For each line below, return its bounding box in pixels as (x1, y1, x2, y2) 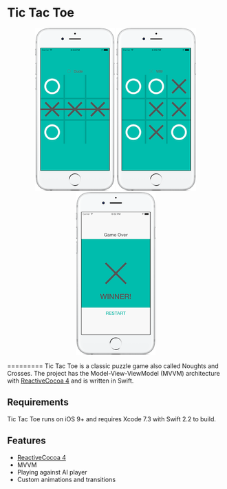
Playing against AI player (17, 468, 87, 476)
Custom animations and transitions (17, 475, 116, 483)
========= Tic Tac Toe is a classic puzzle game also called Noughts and (7, 361, 219, 370)
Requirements (7, 396, 69, 408)
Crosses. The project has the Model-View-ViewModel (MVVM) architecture (7, 369, 220, 377)
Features (7, 435, 46, 447)
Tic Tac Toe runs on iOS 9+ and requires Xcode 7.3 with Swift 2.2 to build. (7, 414, 217, 423)
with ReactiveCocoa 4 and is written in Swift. (7, 376, 134, 385)
